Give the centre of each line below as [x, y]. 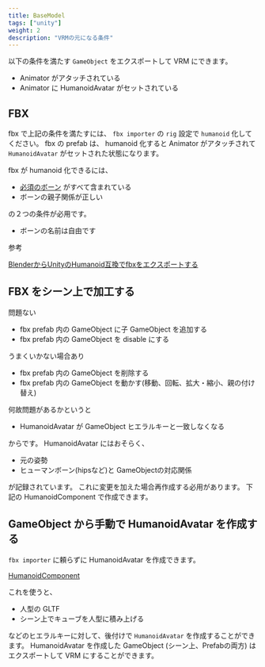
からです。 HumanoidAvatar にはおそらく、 [78, 443]
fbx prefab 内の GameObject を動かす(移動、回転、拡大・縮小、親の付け [137, 382]
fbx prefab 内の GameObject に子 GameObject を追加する [113, 329]
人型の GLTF [40, 608]
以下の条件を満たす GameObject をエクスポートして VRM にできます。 [120, 61]
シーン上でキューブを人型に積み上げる [82, 619]
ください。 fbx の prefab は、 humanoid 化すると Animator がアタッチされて [132, 144]
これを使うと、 [32, 592]
